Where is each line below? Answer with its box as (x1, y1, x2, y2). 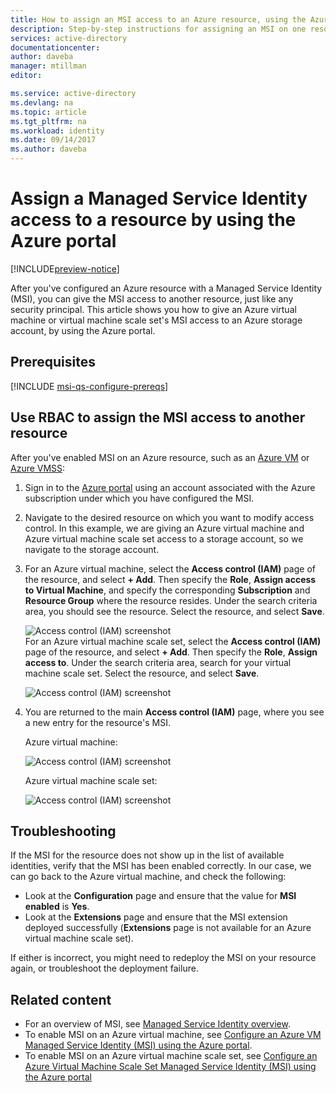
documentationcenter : (10, 42, 101, 53)
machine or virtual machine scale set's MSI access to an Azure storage (10, 314, 303, 326)
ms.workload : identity (10, 126, 105, 136)
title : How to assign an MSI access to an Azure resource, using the (10, 14, 307, 25)
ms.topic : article (10, 107, 87, 117)
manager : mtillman (10, 61, 87, 71)
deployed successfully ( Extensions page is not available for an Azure (24, 922, 312, 934)
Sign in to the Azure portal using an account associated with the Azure (24, 481, 316, 493)
